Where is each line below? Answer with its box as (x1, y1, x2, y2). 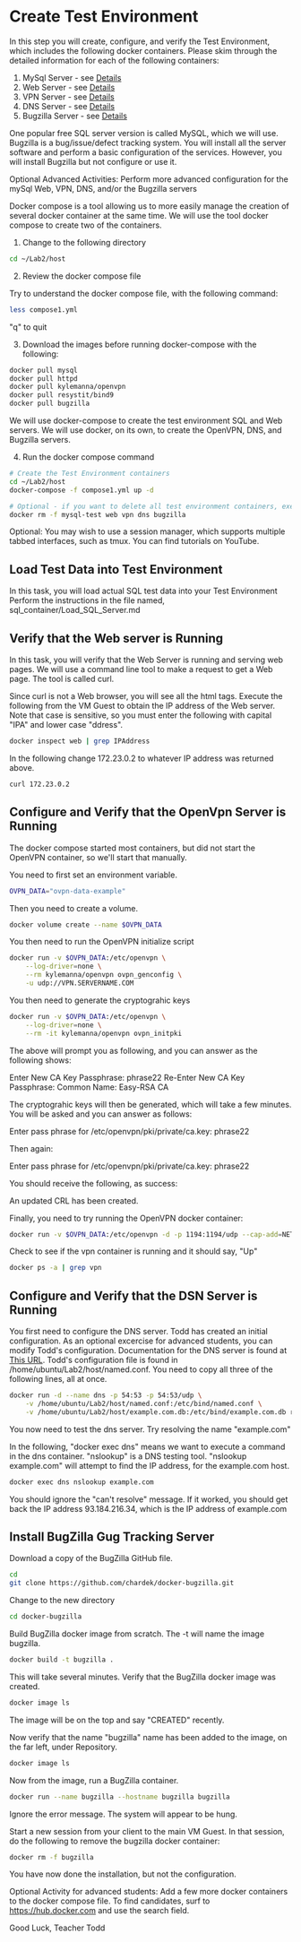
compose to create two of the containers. (9, 220, 163, 230)
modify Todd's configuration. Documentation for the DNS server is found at (9, 1345, 288, 1356)
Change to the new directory (9, 1595, 115, 1606)
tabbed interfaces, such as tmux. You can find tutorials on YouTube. (9, 536, 260, 547)
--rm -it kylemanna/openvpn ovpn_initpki (25, 1029, 182, 1038)
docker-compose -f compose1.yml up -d (9, 486, 154, 495)
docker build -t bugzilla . (9, 1655, 115, 1664)
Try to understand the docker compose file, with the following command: (9, 288, 279, 298)
